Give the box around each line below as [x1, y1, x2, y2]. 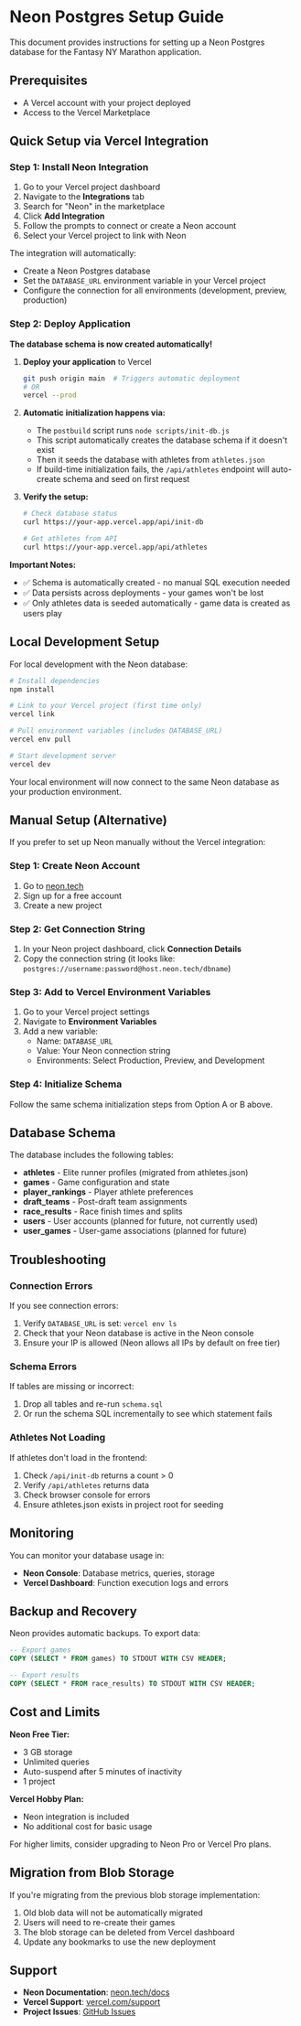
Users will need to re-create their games [22, 1916, 176, 1927]
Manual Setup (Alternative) [9, 812, 167, 829]
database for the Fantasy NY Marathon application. [9, 46, 202, 57]
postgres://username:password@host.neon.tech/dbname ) [22, 963, 231, 974]
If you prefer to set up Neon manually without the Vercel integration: [9, 837, 266, 848]
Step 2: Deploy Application [9, 317, 131, 330]
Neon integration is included [22, 1811, 130, 1822]
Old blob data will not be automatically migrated [22, 1907, 203, 1918]
